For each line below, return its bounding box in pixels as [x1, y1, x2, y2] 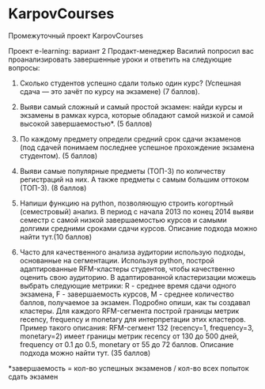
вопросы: [8, 62, 40, 72]
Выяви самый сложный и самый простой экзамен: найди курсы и [19, 102, 243, 111]
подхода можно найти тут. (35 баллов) [19, 348, 151, 357]
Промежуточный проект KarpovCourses [8, 31, 144, 40]
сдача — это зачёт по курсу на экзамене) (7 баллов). [19, 86, 200, 96]
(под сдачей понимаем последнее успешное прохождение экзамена [19, 142, 255, 152]
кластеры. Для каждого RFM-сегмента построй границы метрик [19, 306, 240, 315]
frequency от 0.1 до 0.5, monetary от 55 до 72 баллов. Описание [19, 339, 234, 349]
